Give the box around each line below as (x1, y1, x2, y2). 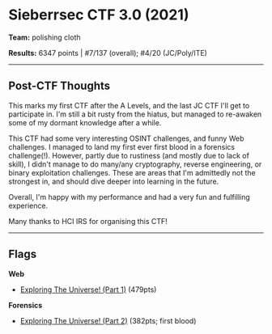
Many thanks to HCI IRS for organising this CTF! (8, 216, 168, 226)
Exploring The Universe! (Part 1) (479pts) (19, 285, 157, 294)
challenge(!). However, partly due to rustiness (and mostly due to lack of (8, 150, 249, 160)
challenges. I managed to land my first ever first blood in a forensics (8, 142, 236, 151)
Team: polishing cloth (8, 32, 81, 42)
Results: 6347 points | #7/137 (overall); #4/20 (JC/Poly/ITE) (8, 48, 208, 57)
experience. (8, 201, 49, 210)
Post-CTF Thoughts (8, 79, 111, 93)
